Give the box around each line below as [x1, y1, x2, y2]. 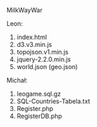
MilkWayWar [6, 6, 43, 14]
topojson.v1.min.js [16, 48, 69, 56]
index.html [16, 33, 47, 41]
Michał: [6, 76, 28, 84]
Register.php [16, 105, 54, 112]
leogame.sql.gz [16, 90, 61, 98]
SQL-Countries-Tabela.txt [16, 97, 91, 105]
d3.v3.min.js [16, 40, 52, 48]
